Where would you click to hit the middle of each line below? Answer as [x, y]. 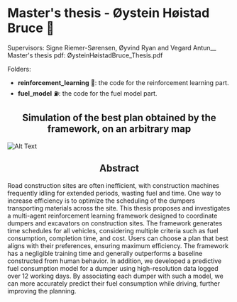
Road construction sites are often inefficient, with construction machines [114, 185]
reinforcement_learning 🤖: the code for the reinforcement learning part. [123, 82]
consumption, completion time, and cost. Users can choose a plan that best [118, 238]
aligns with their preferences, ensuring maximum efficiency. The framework [118, 245]
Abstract [119, 168]
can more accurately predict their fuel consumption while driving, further [114, 283]
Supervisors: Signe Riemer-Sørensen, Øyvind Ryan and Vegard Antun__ [112, 47]
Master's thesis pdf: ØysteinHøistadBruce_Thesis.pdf [85, 55]
